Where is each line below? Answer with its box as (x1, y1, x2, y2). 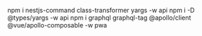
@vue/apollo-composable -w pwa (7, 21, 107, 29)
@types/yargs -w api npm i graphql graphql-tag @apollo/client (7, 13, 191, 22)
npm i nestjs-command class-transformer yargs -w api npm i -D (7, 6, 195, 14)
